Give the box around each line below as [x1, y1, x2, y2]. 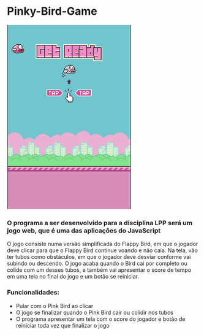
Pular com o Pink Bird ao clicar [15, 302, 94, 309]
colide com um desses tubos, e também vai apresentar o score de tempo [7, 266, 192, 274]
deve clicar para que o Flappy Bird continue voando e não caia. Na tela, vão [7, 247, 198, 254]
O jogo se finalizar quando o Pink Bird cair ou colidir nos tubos [15, 309, 174, 316]
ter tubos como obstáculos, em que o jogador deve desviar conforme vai [7, 253, 191, 261]
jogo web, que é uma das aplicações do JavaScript [7, 226, 161, 234]
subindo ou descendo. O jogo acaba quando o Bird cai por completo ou [7, 260, 187, 268]
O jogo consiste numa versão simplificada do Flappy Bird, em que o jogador [7, 241, 198, 248]
